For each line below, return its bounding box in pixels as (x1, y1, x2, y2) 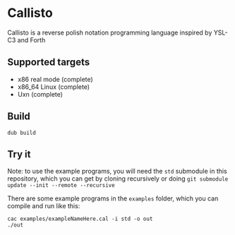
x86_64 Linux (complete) (17, 83, 90, 91)
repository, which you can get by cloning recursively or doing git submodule (7, 174, 229, 183)
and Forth (17, 35, 46, 44)
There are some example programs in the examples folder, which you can (7, 194, 219, 203)
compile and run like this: (7, 202, 80, 210)
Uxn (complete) (17, 90, 64, 98)
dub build (7, 129, 37, 136)
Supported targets (7, 56, 90, 68)
